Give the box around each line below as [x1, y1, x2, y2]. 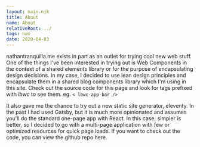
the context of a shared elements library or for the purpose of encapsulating [6, 65, 193, 72]
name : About [6, 20, 36, 26]
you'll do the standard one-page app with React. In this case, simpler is [6, 115, 181, 122]
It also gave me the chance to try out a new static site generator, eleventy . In [6, 102, 194, 109]
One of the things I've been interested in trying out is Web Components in [6, 59, 187, 66]
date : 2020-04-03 [6, 36, 50, 42]
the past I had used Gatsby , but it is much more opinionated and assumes [6, 108, 187, 115]
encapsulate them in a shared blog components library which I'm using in [6, 78, 187, 85]
